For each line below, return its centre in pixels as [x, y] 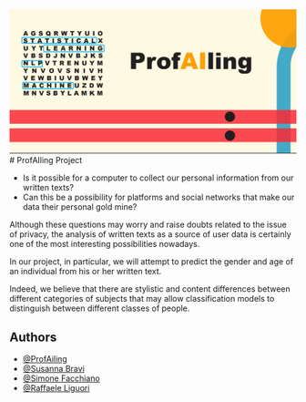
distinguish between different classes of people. [100, 308]
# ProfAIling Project [46, 160]
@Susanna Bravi [53, 369]
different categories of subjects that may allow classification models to [142, 299]
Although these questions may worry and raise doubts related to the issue [148, 225]
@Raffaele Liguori [56, 388]
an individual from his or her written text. [86, 272]
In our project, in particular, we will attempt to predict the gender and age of [152, 262]
